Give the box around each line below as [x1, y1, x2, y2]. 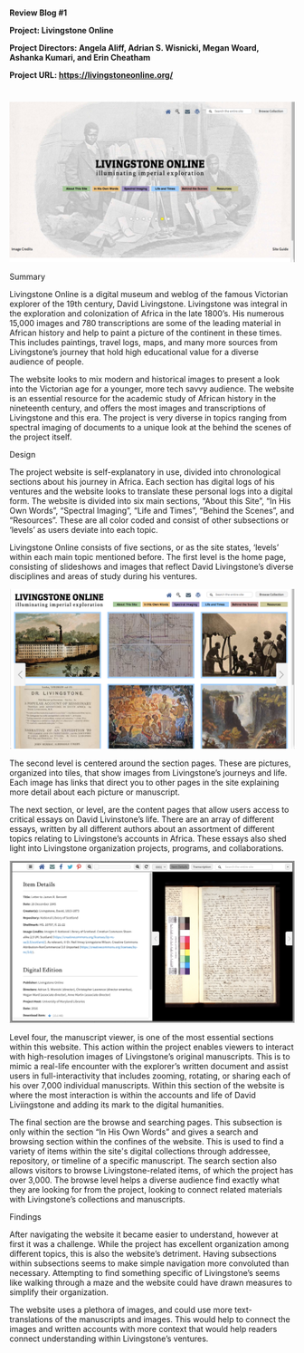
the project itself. [9, 431, 72, 442]
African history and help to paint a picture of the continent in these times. [9, 327, 282, 338]
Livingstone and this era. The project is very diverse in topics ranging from [9, 411, 288, 423]
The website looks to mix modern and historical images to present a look [9, 373, 280, 384]
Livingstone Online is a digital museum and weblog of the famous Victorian [9, 288, 289, 299]
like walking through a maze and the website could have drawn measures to [9, 1277, 292, 1288]
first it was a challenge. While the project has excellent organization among [9, 1238, 290, 1249]
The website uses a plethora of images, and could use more [9, 1304, 233, 1315]
